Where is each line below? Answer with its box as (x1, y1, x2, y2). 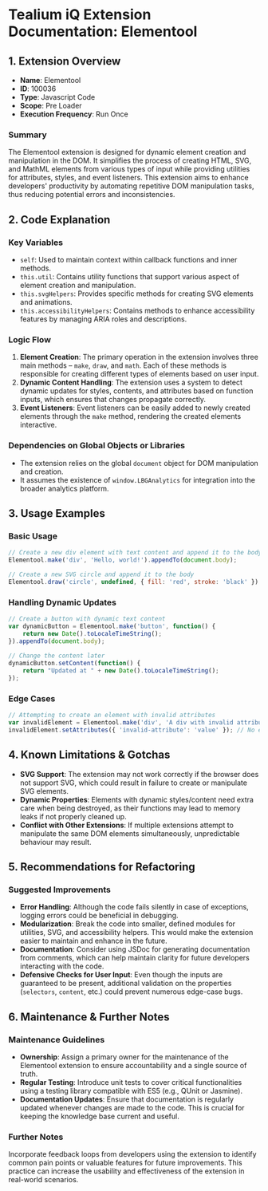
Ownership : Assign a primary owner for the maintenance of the (19, 1052, 229, 1062)
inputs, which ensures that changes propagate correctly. (19, 395, 206, 404)
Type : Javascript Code (19, 93, 96, 101)
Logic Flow (8, 333, 52, 345)
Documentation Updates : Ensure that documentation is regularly (19, 1094, 234, 1104)
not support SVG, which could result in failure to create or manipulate (19, 778, 247, 787)
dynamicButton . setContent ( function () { (8, 660, 141, 668)
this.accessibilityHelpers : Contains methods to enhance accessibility (19, 306, 255, 315)
